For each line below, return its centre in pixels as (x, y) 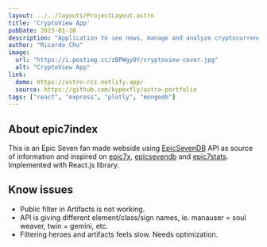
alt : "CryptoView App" (53, 68)
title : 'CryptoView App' (49, 23)
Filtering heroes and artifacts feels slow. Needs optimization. (119, 234)
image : (19, 52)
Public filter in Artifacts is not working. (82, 209)
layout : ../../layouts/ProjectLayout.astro (81, 15)
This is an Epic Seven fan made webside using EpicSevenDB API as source (131, 149)
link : (17, 75)
